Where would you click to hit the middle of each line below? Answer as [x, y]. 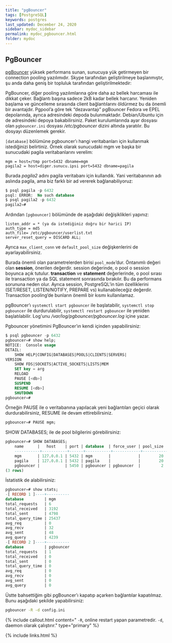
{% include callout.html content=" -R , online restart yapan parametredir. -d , [84, 620]
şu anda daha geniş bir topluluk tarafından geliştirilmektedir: [69, 83]
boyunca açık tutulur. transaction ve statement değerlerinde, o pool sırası [84, 274]
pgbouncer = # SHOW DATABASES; [36, 442]
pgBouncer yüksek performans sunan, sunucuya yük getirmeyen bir [77, 72]
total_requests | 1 [28, 552]
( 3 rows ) [15, 470]
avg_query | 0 [28, 585]
